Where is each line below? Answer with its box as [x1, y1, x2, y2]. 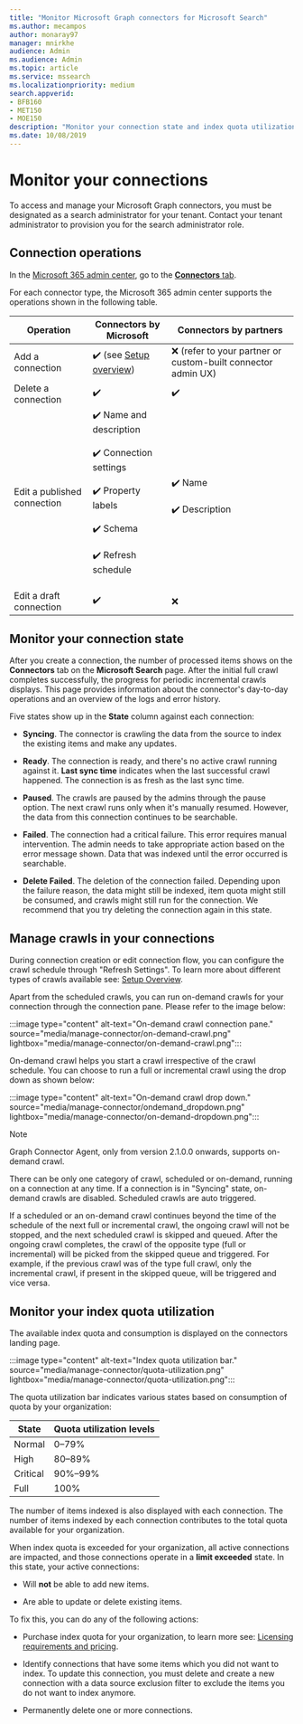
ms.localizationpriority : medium [9, 81, 135, 90]
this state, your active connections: [9, 1561, 140, 1572]
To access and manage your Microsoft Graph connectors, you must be [9, 200, 272, 211]
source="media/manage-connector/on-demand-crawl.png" [9, 1028, 232, 1039]
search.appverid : [9, 89, 75, 98]
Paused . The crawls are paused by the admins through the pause [22, 792, 266, 803]
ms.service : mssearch [9, 72, 91, 81]
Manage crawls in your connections [9, 931, 215, 946]
